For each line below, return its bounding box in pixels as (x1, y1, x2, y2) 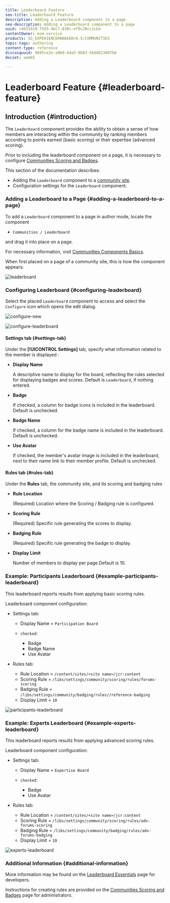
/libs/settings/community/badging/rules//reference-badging (20, 692, 150, 697)
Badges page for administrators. (5, 892, 73, 898)
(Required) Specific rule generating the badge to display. (12, 540, 131, 546)
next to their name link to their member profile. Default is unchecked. (12, 458, 157, 464)
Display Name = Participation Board (20, 620, 98, 626)
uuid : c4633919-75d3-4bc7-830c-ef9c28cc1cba (5, 27, 101, 32)
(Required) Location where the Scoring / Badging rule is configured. (12, 500, 155, 507)
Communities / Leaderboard (12, 230, 70, 235)
